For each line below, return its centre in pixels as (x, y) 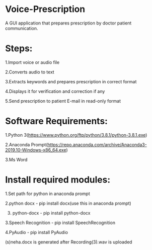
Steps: (19, 49)
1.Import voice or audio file (32, 62)
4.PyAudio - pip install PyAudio (37, 232)
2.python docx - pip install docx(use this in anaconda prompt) (68, 203)
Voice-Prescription (45, 9)
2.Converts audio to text (30, 72)
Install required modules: (58, 180)
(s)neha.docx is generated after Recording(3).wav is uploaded (69, 242)
